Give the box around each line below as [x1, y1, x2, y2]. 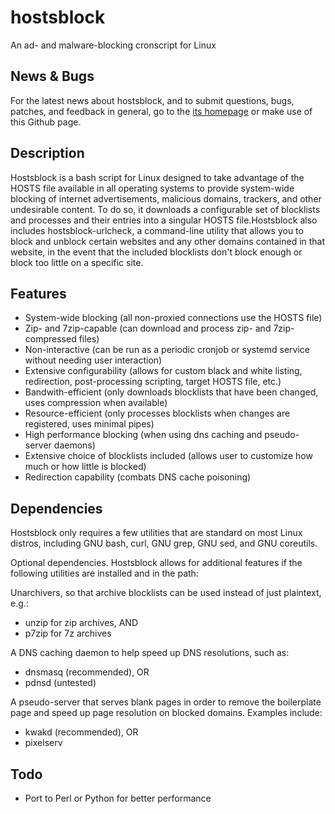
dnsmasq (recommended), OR [24, 666, 150, 678]
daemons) [53, 439, 96, 451]
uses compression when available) [24, 397, 168, 409]
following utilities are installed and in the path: [10, 567, 199, 580]
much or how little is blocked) [24, 461, 147, 473]
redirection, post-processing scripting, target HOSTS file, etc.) [24, 376, 282, 388]
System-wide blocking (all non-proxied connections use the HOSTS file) [24, 312, 323, 324]
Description [10, 145, 85, 162]
